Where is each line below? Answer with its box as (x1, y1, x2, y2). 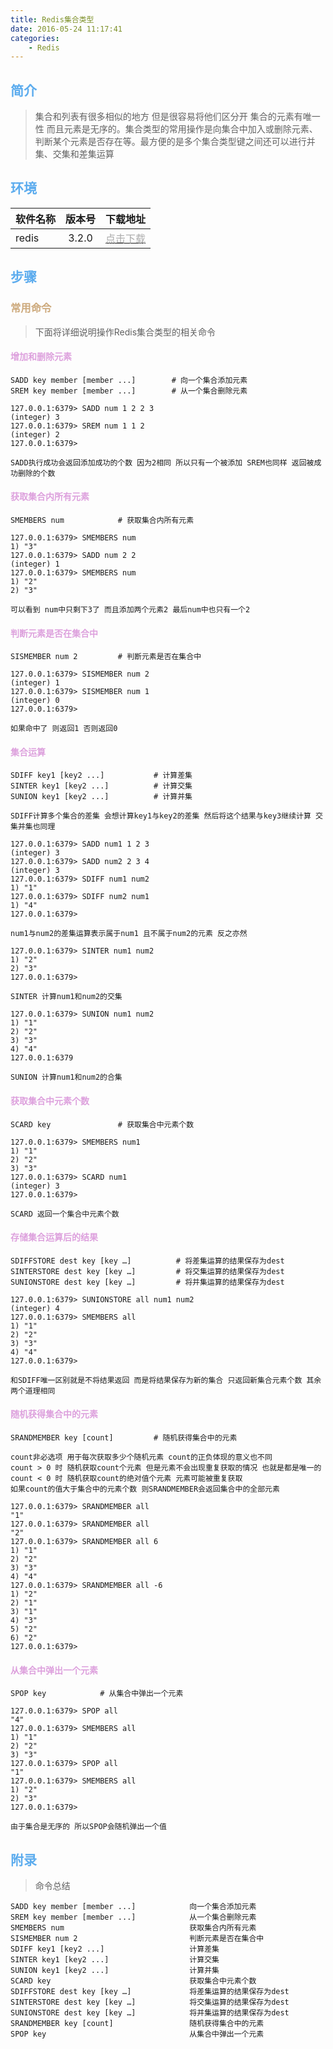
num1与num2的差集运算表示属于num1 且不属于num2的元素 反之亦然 (10, 929, 248, 939)
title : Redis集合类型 (10, 14, 95, 25)
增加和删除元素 (10, 351, 72, 363)
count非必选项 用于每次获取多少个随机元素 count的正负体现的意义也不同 (10, 1452, 273, 1462)
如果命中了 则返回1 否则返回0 (10, 724, 118, 734)
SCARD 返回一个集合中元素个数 (10, 1209, 120, 1219)
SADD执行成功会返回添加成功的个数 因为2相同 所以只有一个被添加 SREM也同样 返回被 (10, 457, 315, 468)
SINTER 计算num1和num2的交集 (10, 992, 123, 1002)
